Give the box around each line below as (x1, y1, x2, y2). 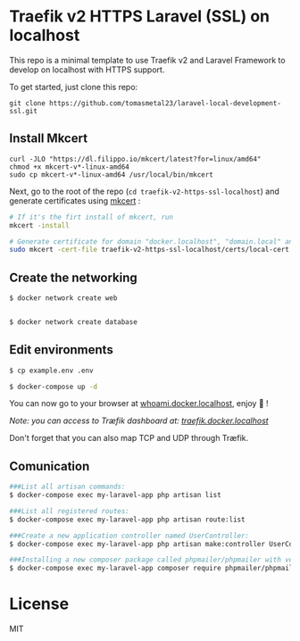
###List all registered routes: (9, 506, 129, 515)
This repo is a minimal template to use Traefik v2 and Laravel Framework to (9, 54, 286, 65)
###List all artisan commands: (9, 482, 126, 492)
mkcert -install (9, 221, 70, 229)
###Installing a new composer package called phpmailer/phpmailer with (9, 555, 281, 564)
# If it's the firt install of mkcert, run (9, 212, 174, 221)
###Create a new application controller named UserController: (9, 531, 250, 540)
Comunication (9, 458, 90, 474)
